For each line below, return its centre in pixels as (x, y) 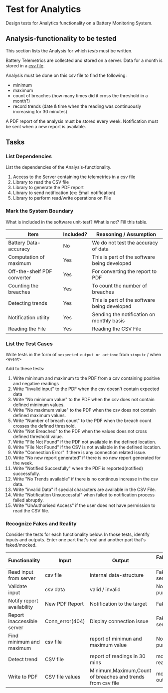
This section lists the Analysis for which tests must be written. (69, 50)
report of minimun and (116, 639)
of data (100, 249)
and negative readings (36, 384)
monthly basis (108, 320)
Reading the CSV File (117, 329)
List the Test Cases (29, 344)
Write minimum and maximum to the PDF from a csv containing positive (86, 378)
